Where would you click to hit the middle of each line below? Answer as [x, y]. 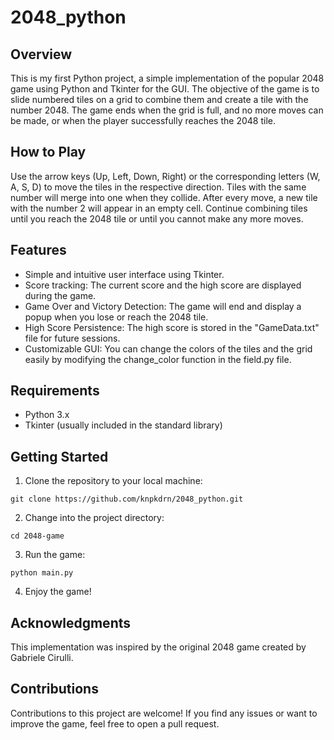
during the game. [60, 295]
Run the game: [55, 555]
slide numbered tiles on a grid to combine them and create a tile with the [159, 99]
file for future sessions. [72, 338]
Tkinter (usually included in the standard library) [123, 425]
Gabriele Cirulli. [42, 658]
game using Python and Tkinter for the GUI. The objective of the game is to [165, 89]
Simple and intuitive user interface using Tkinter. [124, 274]
